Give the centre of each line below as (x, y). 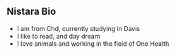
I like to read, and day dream (58, 36)
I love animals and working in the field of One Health (93, 43)
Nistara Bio (31, 12)
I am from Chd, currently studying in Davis (78, 28)
